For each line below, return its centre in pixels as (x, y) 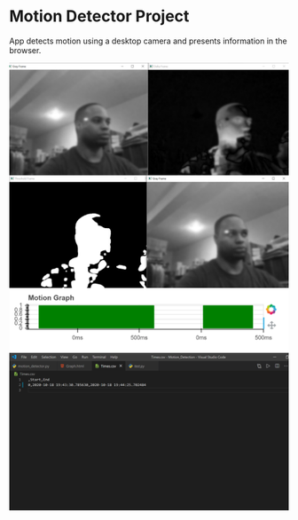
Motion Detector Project (99, 16)
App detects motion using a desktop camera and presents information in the (149, 41)
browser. (25, 50)
